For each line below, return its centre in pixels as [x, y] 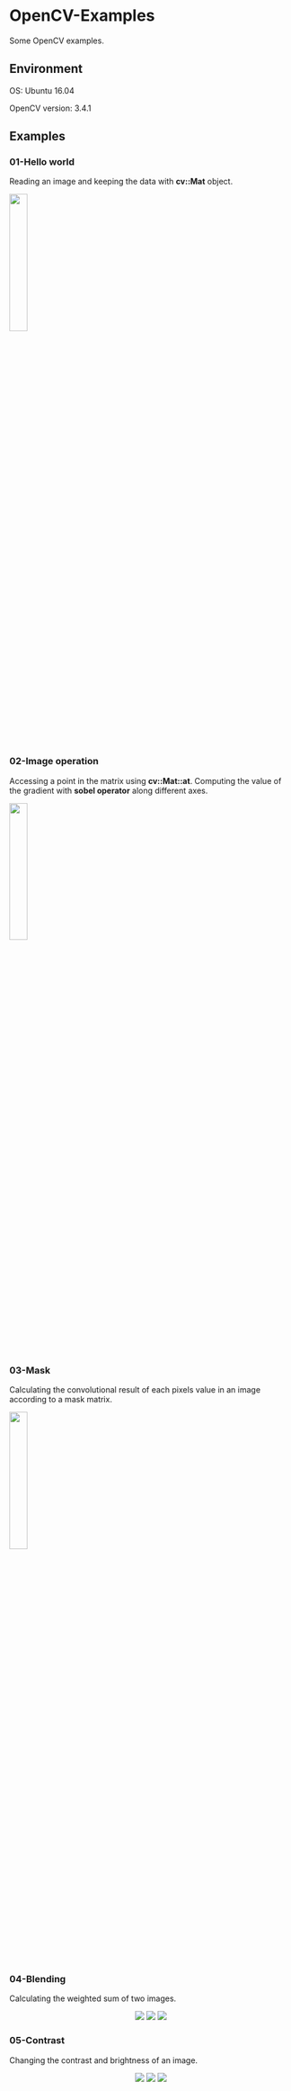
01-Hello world [42, 162]
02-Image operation [54, 762]
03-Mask [30, 1370]
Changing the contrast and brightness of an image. [104, 2060]
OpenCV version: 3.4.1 [50, 108]
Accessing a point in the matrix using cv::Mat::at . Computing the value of [145, 780]
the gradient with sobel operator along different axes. [109, 790]
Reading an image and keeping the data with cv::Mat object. [121, 182]
